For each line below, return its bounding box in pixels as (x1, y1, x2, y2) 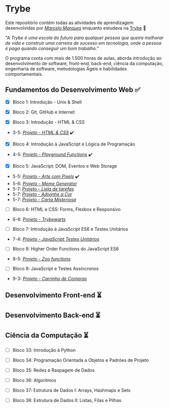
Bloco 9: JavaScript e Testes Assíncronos (12, 265, 99, 271)
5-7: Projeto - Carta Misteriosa (12, 197, 76, 203)
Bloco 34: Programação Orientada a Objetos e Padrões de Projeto (12, 357, 149, 363)
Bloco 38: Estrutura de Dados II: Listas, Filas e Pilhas (12, 397, 122, 403)
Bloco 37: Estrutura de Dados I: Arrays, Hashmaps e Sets (12, 387, 131, 393)
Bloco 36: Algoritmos (12, 377, 56, 383)
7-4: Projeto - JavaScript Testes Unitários (12, 236, 100, 242)
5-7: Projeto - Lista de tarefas (12, 186, 74, 192)
